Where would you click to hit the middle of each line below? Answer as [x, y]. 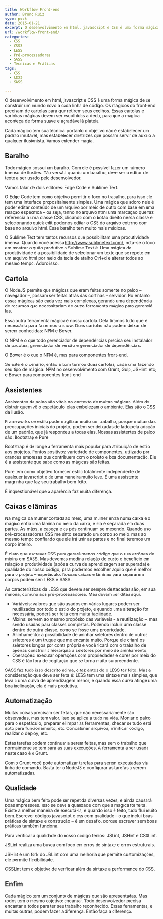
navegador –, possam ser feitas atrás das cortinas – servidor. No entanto [78, 296]
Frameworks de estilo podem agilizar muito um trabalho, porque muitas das [81, 421]
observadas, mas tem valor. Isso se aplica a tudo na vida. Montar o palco [78, 718]
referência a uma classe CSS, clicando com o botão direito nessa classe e [79, 218]
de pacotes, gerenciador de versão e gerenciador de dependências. [73, 345]
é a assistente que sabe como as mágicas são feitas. [58, 462]
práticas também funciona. [32, 826]
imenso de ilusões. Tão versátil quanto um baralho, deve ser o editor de [77, 173]
